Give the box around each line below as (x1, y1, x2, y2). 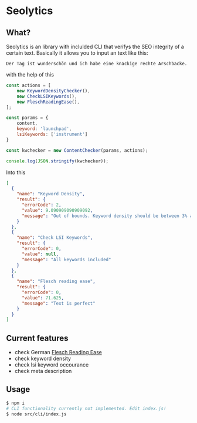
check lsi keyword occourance (14, 361, 89, 368)
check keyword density (14, 355, 72, 362)
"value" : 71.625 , (21, 295, 64, 301)
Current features (6, 333, 69, 343)
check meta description (14, 368, 72, 375)
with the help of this (6, 71, 55, 78)
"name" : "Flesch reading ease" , (16, 278, 96, 285)
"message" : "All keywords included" (21, 257, 111, 262)
